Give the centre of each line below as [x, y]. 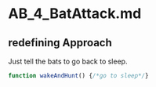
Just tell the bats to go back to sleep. [68, 61]
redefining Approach [60, 43]
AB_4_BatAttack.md [75, 14]
